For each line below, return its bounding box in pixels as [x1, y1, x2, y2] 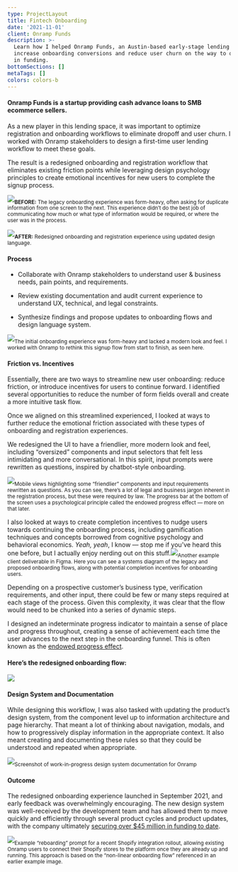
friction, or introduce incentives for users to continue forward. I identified [7, 383, 220, 391]
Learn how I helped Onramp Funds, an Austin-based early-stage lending [13, 43, 230, 50]
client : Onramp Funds [7, 30, 72, 38]
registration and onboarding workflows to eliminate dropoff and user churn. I [7, 129, 231, 138]
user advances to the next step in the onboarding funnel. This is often [7, 634, 210, 643]
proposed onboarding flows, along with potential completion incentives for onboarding [7, 564, 218, 572]
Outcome [7, 775, 35, 785]
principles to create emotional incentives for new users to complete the [7, 173, 215, 182]
